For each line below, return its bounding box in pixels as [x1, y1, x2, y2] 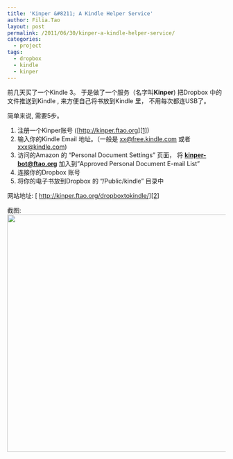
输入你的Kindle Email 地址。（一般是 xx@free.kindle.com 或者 [17, 134, 191, 143]
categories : [7, 36, 42, 43]
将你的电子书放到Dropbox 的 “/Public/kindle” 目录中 [17, 177, 164, 185]
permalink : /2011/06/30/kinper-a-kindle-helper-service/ [7, 29, 175, 37]
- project [13, 42, 42, 49]
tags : [7, 49, 23, 56]
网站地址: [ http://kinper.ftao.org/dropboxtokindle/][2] [7, 191, 159, 199]
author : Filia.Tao [7, 17, 60, 24]
